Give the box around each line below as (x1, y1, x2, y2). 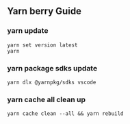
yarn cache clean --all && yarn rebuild (7, 110, 125, 117)
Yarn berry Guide (7, 5, 82, 17)
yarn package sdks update (7, 63, 98, 73)
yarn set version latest (7, 41, 78, 49)
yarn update (7, 26, 49, 36)
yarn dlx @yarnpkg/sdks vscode (7, 79, 96, 86)
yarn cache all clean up (7, 95, 86, 104)
